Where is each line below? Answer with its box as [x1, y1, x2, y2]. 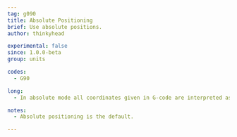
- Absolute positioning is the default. [13, 113, 134, 120]
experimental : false [7, 43, 68, 50]
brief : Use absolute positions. [7, 23, 102, 30]
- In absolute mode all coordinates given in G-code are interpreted [13, 94, 222, 101]
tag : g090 [7, 10, 37, 18]
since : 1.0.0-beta [7, 49, 61, 56]
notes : [7, 107, 27, 114]
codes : [7, 68, 27, 75]
